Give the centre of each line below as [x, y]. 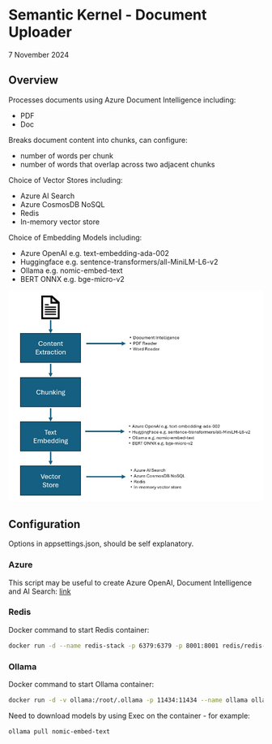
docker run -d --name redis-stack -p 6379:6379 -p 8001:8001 [114, 646]
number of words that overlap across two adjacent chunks [117, 164]
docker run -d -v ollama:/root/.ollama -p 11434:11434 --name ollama [128, 700]
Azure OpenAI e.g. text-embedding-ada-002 [95, 253]
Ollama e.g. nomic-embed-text [71, 270]
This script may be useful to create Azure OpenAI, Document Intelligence [130, 582]
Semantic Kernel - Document [108, 15]
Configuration [45, 524]
